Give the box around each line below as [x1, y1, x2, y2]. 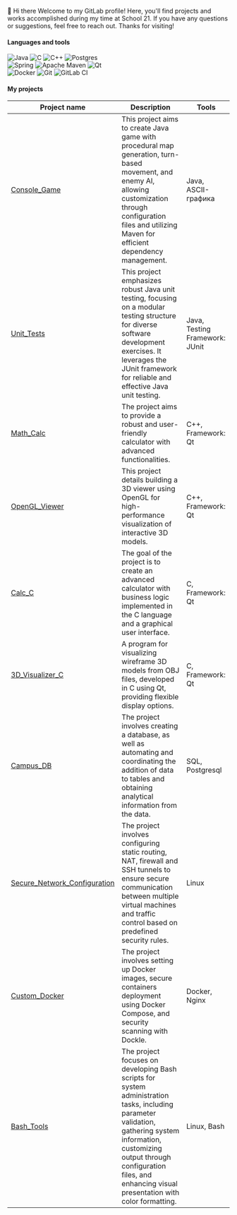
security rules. [121, 936, 169, 945]
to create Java [121, 123, 169, 133]
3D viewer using [121, 484, 176, 494]
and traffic [121, 909, 157, 919]
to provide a [121, 411, 162, 421]
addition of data [121, 766, 174, 775]
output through [121, 1152, 171, 1162]
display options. [121, 701, 174, 711]
